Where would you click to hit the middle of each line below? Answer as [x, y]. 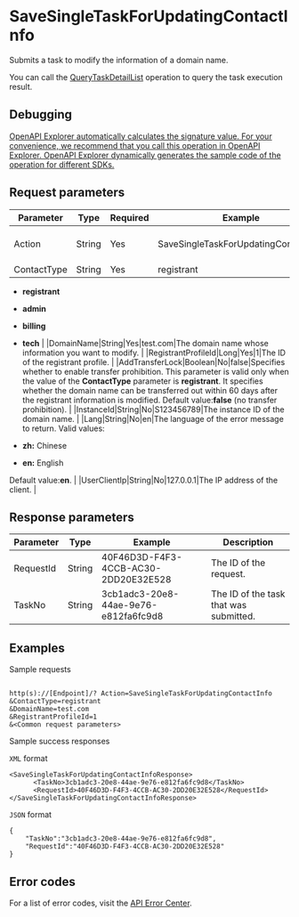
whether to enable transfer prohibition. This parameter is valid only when [155, 371]
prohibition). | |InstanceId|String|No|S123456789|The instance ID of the [153, 409]
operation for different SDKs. [62, 164]
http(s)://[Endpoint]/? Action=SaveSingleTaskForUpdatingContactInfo [141, 694]
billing [34, 326]
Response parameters [72, 517]
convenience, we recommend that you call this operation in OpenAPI [135, 145]
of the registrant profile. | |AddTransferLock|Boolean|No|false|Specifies [154, 361]
